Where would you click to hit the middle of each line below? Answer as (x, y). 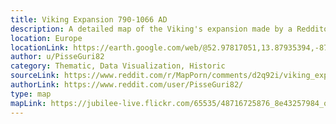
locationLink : (40, 47)
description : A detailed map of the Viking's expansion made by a (151, 29)
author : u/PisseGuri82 (57, 57)
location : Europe (46, 38)
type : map (31, 94)
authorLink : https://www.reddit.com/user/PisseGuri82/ (127, 85)
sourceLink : (35, 76)
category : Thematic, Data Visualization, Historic (118, 66)
